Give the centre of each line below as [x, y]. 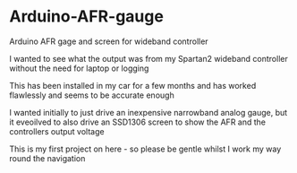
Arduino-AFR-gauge [86, 17]
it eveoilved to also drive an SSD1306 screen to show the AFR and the [138, 122]
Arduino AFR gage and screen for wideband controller [109, 41]
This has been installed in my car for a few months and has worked [133, 85]
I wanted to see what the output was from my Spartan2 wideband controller [148, 58]
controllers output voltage [57, 131]
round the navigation [47, 158]
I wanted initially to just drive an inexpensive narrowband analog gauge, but [148, 112]
